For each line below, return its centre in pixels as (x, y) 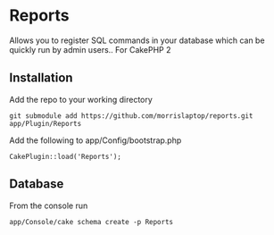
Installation (41, 78)
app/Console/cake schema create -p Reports (91, 222)
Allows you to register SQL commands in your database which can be (137, 40)
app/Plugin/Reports (46, 123)
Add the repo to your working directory (81, 99)
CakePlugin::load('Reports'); (66, 156)
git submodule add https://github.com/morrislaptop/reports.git (131, 116)
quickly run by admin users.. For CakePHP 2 (90, 49)
